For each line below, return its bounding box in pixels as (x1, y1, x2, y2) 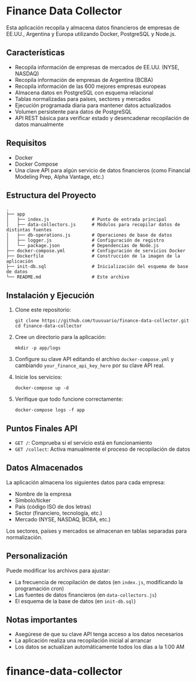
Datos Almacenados (6, 463, 84, 473)
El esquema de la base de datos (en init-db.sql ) (14, 597, 136, 604)
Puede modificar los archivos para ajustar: (6, 567, 111, 574)
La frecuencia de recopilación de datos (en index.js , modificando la (14, 578, 183, 585)
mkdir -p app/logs (14, 345, 61, 351)
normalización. (6, 533, 43, 540)
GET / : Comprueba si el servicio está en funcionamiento (14, 439, 152, 446)
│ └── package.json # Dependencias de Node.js (6, 243, 160, 249)
